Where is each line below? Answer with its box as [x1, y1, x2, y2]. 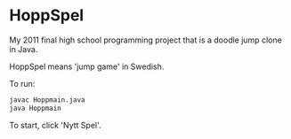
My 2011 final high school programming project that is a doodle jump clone [9, 35, 282, 45]
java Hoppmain [9, 104, 62, 112]
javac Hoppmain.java [9, 95, 86, 104]
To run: [9, 78, 36, 89]
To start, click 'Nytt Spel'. [9, 120, 101, 130]
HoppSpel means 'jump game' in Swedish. [9, 61, 165, 72]
